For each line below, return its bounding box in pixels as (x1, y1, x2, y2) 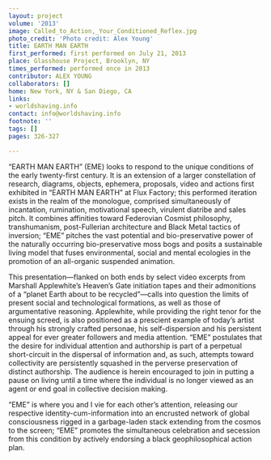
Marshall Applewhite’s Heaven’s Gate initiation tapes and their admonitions (8, 280, 256, 290)
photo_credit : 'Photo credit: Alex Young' (8, 34, 154, 43)
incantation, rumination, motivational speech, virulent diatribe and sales (8, 204, 247, 215)
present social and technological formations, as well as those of (8, 297, 221, 308)
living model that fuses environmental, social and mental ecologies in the (8, 248, 251, 258)
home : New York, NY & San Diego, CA (8, 87, 132, 96)
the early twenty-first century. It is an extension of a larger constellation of (8, 170, 256, 180)
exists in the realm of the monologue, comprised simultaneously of (8, 196, 231, 206)
